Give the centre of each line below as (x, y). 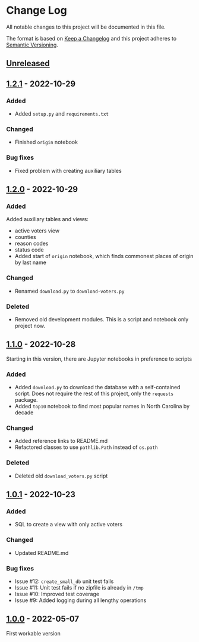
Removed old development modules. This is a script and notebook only (102, 319)
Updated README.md (42, 553)
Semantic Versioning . (32, 45)
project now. (30, 325)
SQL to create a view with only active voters (69, 525)
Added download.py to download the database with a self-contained (97, 387)
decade (24, 413)
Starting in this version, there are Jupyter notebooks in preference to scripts (99, 359)
